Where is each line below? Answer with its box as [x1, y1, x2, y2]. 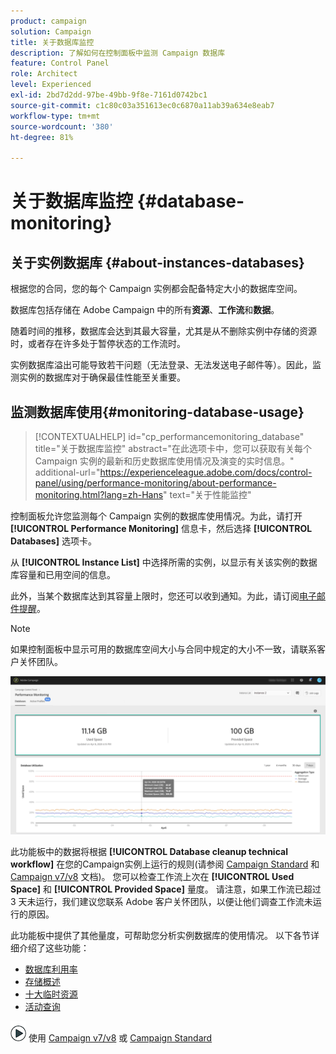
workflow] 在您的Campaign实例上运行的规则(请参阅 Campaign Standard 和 [10, 858, 320, 870]
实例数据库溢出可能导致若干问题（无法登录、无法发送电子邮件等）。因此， [10, 359, 313, 371]
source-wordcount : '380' [10, 121, 114, 132]
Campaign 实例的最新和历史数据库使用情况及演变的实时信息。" [34, 455, 295, 467]
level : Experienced [10, 80, 92, 90]
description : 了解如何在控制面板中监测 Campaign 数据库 [10, 48, 226, 58]
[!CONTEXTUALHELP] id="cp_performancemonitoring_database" [34, 430, 305, 442]
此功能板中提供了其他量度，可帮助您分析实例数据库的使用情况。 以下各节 [10, 929, 311, 941]
